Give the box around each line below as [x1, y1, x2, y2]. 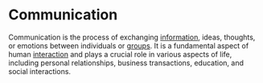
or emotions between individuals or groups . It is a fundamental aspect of [8, 40, 249, 50]
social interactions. [8, 66, 71, 76]
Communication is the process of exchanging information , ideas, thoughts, [8, 32, 256, 42]
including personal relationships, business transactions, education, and [8, 58, 244, 68]
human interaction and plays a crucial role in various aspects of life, [8, 49, 232, 59]
